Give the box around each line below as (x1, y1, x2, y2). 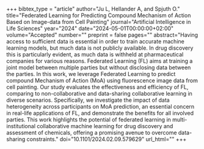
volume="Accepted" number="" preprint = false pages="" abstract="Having (6, 31, 199, 39)
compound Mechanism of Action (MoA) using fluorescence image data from (6, 77, 199, 84)
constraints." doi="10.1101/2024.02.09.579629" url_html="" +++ (26, 136, 187, 143)
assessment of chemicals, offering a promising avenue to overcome (6, 129, 177, 136)
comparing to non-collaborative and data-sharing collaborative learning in (6, 90, 192, 97)
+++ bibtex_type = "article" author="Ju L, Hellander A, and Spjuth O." (6, 6, 180, 12)
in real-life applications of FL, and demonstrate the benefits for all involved (6, 110, 194, 117)
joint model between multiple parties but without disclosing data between (6, 64, 191, 71)
